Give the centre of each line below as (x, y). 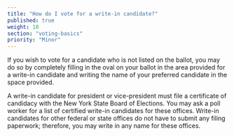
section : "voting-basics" (45, 33)
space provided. (31, 82)
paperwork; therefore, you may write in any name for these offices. (104, 126)
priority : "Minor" (34, 40)
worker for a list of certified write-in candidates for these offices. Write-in (113, 111)
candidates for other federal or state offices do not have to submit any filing (116, 118)
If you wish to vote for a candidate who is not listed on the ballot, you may (114, 60)
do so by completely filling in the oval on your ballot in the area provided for (116, 67)
